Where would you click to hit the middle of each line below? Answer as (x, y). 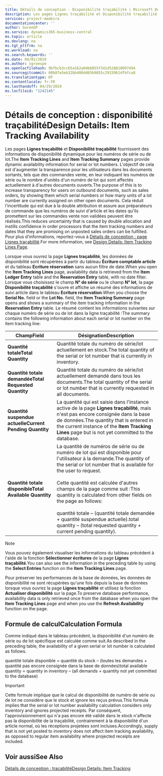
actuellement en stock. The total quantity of (105, 350)
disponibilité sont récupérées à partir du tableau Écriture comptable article (80, 262)
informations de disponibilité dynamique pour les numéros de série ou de (78, 154)
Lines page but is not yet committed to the (105, 432)
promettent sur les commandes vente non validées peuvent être (69, 216)
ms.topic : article (24, 37)
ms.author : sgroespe (26, 64)
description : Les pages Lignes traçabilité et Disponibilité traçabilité (81, 14)
